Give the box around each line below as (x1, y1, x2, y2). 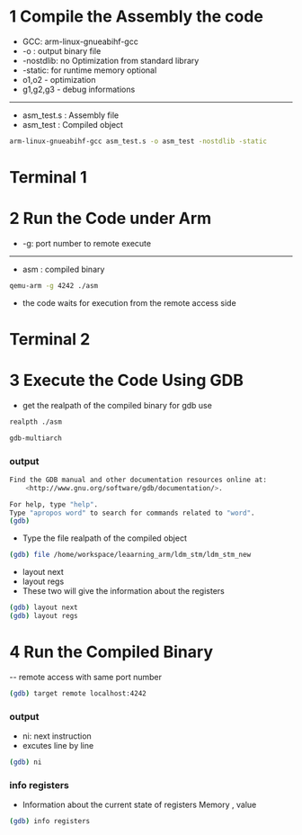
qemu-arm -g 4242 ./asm (9, 281, 99, 290)
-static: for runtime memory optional (22, 65, 157, 76)
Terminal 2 (9, 329, 91, 349)
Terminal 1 (9, 167, 87, 187)
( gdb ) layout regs (9, 612, 78, 621)
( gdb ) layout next (9, 603, 78, 613)
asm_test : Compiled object (22, 119, 124, 130)
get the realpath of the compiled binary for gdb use (22, 400, 213, 410)
